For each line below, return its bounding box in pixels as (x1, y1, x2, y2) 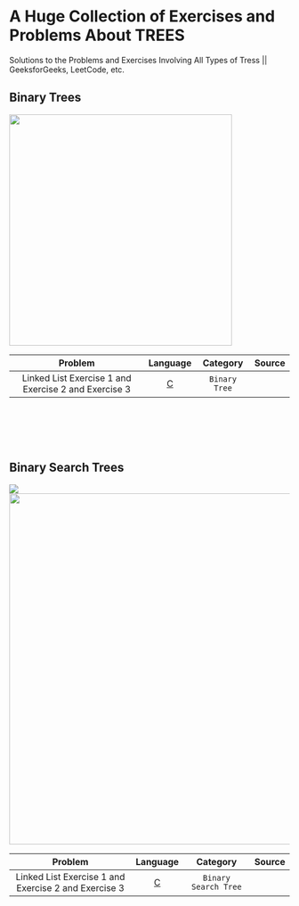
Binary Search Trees (9, 460, 125, 475)
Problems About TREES (9, 25, 185, 45)
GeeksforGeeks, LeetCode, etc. (9, 64, 125, 75)
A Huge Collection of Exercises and (9, 6, 276, 27)
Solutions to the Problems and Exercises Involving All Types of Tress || (9, 54, 268, 65)
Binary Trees (9, 90, 82, 105)
